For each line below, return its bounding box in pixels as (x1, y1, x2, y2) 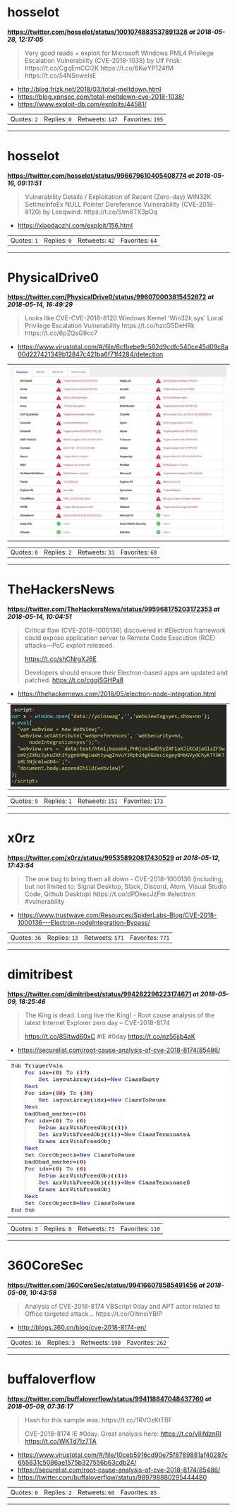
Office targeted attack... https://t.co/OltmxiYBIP (24, 1310, 163, 1318)
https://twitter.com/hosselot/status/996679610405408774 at (7, 171, 195, 180)
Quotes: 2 (10, 114, 39, 123)
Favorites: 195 (123, 114, 164, 123)
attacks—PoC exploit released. (24, 641, 114, 649)
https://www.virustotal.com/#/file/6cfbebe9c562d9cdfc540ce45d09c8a (17, 343, 229, 351)
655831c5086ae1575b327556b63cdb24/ (17, 1458, 137, 1467)
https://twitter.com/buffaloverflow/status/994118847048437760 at (7, 1395, 212, 1403)
